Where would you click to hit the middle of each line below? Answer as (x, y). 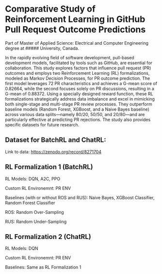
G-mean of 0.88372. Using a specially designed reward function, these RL (79, 94)
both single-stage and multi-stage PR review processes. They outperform (79, 104)
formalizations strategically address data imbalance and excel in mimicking (80, 99)
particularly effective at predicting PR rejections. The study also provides (78, 120)
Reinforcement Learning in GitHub (75, 19)
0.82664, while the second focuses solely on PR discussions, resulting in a (80, 88)
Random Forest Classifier (30, 203)
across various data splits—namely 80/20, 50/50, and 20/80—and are (75, 114)
